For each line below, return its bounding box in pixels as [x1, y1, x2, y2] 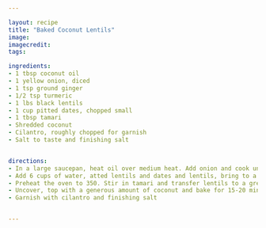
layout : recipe [8, 18, 59, 26]
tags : [8, 48, 26, 56]
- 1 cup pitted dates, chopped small [8, 106, 133, 115]
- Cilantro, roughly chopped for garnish [8, 128, 147, 137]
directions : [8, 157, 47, 165]
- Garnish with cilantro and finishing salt [8, 194, 158, 202]
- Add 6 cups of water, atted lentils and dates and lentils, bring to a [8, 172, 257, 180]
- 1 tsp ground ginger [8, 84, 83, 92]
